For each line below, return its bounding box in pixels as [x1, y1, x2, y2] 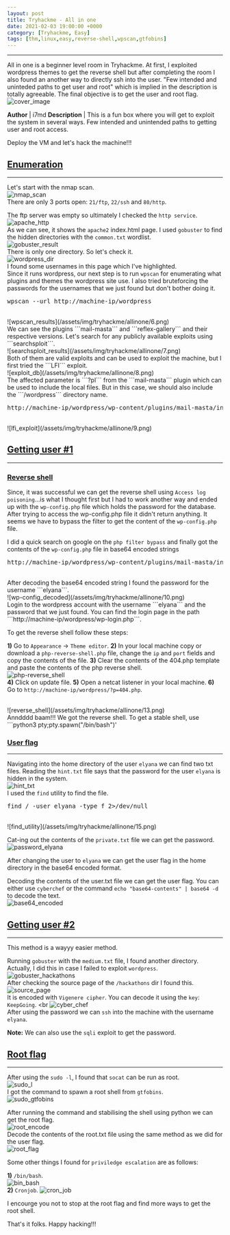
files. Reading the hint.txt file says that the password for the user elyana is [7, 767, 221, 775]
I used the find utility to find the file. [7, 789, 109, 797]
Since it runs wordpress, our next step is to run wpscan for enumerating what [7, 269, 222, 277]
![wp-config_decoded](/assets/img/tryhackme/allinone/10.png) [7, 593, 185, 602]
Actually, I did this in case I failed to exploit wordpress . [7, 964, 159, 973]
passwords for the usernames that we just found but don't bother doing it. [7, 284, 216, 292]
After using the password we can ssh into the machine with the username [7, 1008, 214, 1017]
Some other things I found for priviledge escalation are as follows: [7, 1158, 199, 1166]
